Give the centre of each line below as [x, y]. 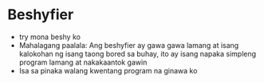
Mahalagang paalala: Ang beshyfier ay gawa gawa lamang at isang [129, 45]
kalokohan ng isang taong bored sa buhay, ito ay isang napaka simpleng [138, 53]
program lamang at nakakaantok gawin [83, 62]
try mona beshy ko [50, 37]
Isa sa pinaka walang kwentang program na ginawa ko [108, 70]
